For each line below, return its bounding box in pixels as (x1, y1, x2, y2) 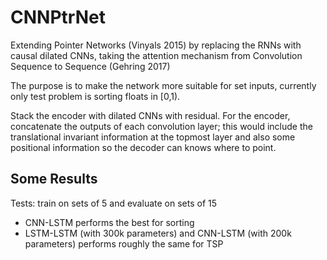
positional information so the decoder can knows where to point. (10, 141, 277, 153)
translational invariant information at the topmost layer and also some (10, 131, 296, 143)
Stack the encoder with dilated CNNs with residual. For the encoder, (10, 109, 291, 121)
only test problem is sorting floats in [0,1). (10, 90, 181, 102)
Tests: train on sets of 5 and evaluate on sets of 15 (10, 197, 217, 209)
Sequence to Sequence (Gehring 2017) (10, 60, 171, 72)
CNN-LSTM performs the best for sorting (24, 216, 195, 228)
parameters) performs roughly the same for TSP (24, 237, 224, 250)
